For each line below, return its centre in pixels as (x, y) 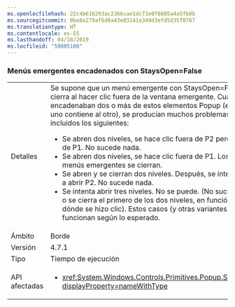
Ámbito (23, 236)
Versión (23, 247)
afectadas (27, 286)
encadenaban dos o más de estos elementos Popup (135, 106)
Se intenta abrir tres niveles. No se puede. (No (138, 191)
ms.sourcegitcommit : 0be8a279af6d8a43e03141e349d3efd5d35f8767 (101, 20)
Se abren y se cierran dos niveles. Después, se (139, 174)
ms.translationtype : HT (42, 27)
